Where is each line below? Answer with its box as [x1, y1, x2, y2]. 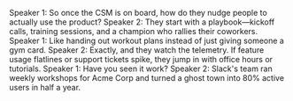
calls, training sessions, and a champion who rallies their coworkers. [9, 26, 258, 36]
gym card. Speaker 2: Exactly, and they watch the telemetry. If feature [9, 45, 265, 55]
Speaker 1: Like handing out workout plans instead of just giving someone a [9, 35, 285, 46]
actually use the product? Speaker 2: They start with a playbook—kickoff [9, 17, 275, 27]
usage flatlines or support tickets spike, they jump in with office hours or [9, 54, 273, 64]
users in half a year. [9, 83, 81, 92]
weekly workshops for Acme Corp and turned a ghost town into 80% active [9, 73, 285, 83]
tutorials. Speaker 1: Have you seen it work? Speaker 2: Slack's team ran [9, 63, 273, 74]
